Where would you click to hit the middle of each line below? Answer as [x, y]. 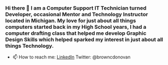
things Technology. [30, 46]
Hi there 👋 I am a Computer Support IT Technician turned [76, 8]
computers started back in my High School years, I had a [76, 27]
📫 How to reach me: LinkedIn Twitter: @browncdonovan [71, 57]
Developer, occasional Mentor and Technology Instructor [77, 14]
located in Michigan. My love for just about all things [71, 21]
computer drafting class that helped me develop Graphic [76, 33]
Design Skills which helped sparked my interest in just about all [84, 39]
